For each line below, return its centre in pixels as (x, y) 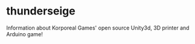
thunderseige (41, 11)
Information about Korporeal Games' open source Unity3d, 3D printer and (98, 28)
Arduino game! (25, 34)
